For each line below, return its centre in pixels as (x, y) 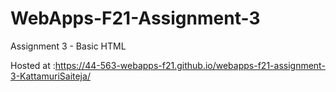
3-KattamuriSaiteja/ (50, 76)
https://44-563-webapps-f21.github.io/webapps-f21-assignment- (190, 65)
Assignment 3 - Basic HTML (68, 46)
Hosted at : (33, 65)
